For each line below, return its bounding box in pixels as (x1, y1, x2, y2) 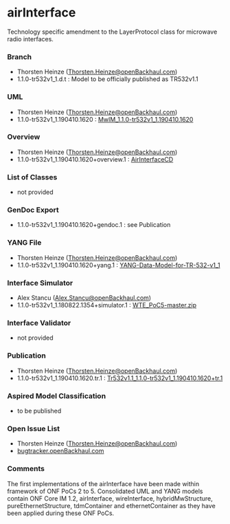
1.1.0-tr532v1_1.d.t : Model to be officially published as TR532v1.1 (16, 75, 198, 83)
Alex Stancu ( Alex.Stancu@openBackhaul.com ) (16, 294, 152, 302)
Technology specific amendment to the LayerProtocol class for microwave (7, 28, 218, 36)
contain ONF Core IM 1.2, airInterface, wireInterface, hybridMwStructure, (7, 494, 213, 503)
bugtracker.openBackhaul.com (16, 447, 104, 455)
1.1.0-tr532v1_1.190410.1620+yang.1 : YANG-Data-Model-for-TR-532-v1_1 (16, 261, 221, 269)
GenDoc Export (7, 205, 60, 215)
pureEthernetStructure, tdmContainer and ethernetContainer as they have (7, 501, 216, 510)
